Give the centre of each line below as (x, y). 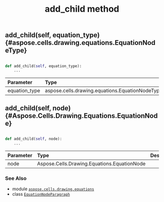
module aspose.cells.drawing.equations (53, 189)
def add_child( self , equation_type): (43, 66)
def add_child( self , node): (34, 139)
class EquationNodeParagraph (41, 194)
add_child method (82, 9)
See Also (16, 178)
